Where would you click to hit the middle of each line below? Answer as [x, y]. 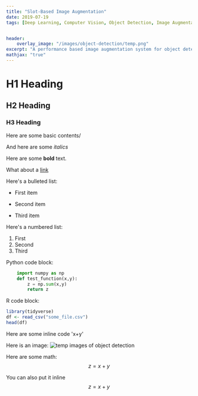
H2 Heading [28, 106]
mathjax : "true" [26, 55]
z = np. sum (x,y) [47, 284]
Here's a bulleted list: [32, 181]
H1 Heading [35, 84]
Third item [27, 215]
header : [16, 38]
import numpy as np [41, 273]
